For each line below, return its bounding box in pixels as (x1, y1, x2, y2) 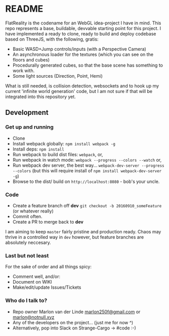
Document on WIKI (12, 279, 52, 285)
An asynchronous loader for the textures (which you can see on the (12, 51, 153, 57)
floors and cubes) (12, 56, 50, 63)
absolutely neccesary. (5, 239, 52, 246)
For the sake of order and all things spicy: (5, 264, 92, 270)
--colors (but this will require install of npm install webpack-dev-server (12, 167, 162, 173)
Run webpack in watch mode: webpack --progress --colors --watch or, (12, 157, 162, 163)
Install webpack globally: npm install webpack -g (12, 140, 115, 146)
